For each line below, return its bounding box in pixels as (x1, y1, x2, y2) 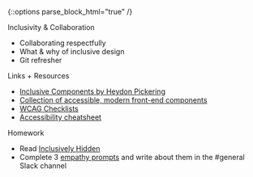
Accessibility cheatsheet (19, 112, 102, 122)
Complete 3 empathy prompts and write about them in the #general (19, 153, 245, 162)
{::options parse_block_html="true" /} (7, 7, 133, 16)
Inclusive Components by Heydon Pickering (19, 86, 165, 96)
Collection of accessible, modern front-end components (19, 95, 208, 104)
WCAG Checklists (19, 104, 79, 113)
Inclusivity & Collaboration (7, 23, 95, 32)
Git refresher (19, 56, 62, 65)
